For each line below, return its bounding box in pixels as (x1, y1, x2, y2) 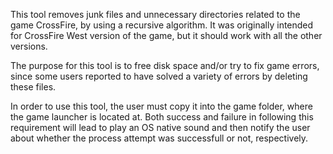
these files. (10, 81, 57, 93)
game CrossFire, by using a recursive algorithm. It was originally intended (10, 19, 314, 31)
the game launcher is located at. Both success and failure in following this (10, 111, 314, 123)
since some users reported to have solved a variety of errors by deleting (10, 70, 308, 82)
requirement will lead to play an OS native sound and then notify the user (10, 122, 311, 133)
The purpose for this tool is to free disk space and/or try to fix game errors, (10, 60, 320, 71)
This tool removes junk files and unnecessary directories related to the (10, 9, 301, 20)
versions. (10, 40, 48, 52)
